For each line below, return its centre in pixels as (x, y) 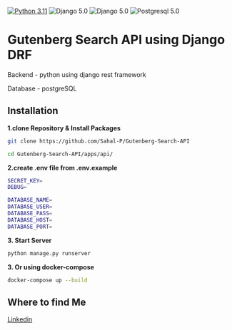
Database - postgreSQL (42, 88)
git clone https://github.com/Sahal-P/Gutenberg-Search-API (99, 141)
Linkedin (20, 319)
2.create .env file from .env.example (62, 167)
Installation (33, 111)
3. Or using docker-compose (51, 267)
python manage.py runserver (49, 253)
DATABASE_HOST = (30, 220)
